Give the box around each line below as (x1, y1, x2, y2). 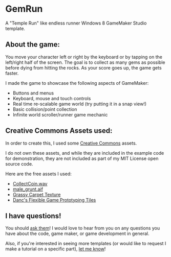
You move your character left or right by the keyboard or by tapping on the (5, 54, 163, 60)
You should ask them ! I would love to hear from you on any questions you (5, 225, 160, 231)
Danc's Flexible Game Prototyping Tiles (12, 197, 96, 203)
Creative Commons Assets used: (5, 126, 113, 135)
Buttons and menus (12, 90, 54, 96)
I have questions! (5, 212, 61, 220)
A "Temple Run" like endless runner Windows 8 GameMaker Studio (5, 20, 147, 26)
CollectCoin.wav (12, 180, 48, 186)
